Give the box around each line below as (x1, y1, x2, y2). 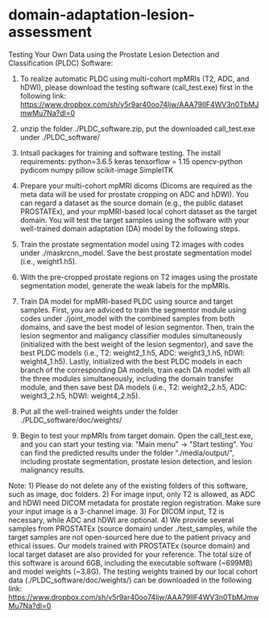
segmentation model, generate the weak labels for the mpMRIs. (19, 280, 231, 290)
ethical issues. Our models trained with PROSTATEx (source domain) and (8, 540, 250, 550)
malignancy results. (19, 465, 85, 474)
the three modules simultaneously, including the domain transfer (19, 373, 234, 383)
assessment (8, 23, 93, 41)
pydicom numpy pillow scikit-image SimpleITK (19, 165, 174, 174)
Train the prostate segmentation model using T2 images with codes (19, 239, 244, 249)
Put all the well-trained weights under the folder (19, 406, 179, 416)
